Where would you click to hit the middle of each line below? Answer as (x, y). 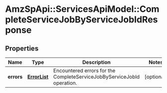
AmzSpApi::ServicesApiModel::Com (82, 9)
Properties (22, 48)
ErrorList (38, 77)
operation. (65, 83)
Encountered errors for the (84, 70)
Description (96, 62)
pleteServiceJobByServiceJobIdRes (82, 20)
